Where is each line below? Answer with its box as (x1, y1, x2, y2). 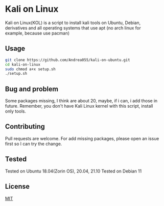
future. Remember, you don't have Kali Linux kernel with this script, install (5, 103, 153, 109)
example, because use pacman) (5, 30, 70, 36)
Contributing (5, 122, 45, 131)
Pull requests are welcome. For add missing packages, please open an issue (5, 135, 159, 141)
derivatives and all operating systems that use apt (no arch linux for (5, 25, 141, 30)
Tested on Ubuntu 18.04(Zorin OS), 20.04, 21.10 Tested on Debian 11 (5, 168, 142, 174)
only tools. (5, 108, 26, 114)
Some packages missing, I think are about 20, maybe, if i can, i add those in (5, 98, 158, 104)
